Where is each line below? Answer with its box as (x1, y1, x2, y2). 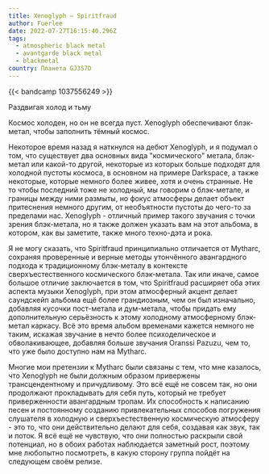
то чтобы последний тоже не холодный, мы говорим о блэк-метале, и (8, 185, 250, 195)
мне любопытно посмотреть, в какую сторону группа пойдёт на (8, 447, 231, 457)
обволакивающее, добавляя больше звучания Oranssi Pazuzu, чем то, (8, 338, 251, 347)
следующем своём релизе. (8, 456, 102, 466)
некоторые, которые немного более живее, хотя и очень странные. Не (8, 176, 254, 186)
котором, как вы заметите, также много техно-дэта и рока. (8, 228, 213, 237)
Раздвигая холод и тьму (8, 102, 92, 111)
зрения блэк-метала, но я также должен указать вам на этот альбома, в (8, 219, 259, 229)
